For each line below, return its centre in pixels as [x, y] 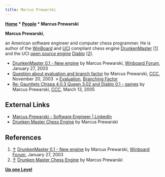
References [23, 137]
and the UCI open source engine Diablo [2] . [49, 53]
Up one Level [19, 170]
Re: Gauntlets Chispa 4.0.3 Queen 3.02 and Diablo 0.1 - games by [79, 84]
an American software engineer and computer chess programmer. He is [78, 43]
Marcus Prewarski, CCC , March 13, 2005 [53, 89]
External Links [28, 105]
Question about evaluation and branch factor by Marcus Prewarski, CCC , [86, 73]
